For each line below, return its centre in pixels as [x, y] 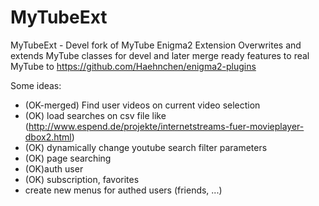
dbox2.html [48, 137]
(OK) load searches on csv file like [95, 115]
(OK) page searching [68, 158]
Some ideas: [36, 85]
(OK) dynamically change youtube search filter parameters [146, 147]
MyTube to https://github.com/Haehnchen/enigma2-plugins [133, 66]
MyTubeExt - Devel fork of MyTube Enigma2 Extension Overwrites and [156, 45]
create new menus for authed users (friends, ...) [123, 190]
